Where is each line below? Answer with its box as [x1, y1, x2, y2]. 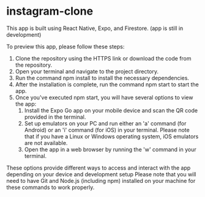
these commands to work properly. [6, 184, 95, 191]
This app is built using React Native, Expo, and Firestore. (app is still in [6, 24, 184, 32]
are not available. [24, 139, 68, 146]
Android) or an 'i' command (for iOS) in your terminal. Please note [24, 126, 190, 133]
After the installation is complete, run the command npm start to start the [15, 81, 199, 88]
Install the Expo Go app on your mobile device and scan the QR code [24, 106, 198, 114]
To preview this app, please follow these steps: [6, 43, 125, 50]
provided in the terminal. [24, 113, 86, 121]
